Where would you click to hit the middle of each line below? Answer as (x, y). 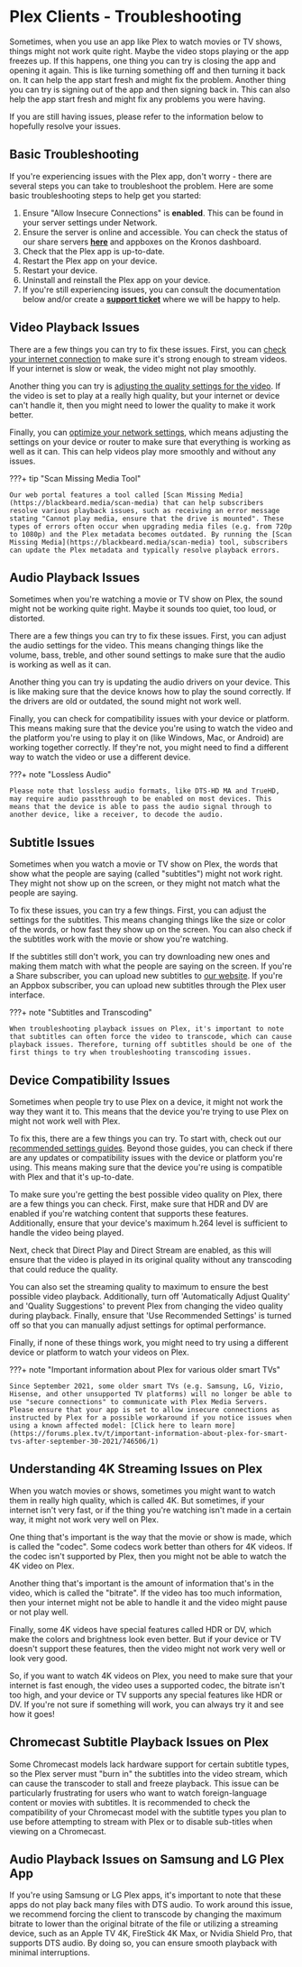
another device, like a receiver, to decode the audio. (116, 815)
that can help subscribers (213, 502)
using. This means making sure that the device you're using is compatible (146, 1167)
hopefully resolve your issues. (65, 126)
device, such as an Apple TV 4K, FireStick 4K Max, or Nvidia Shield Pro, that (151, 1934)
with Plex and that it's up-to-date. (72, 1177)
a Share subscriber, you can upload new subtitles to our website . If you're (146, 976)
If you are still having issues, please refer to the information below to (137, 116)
